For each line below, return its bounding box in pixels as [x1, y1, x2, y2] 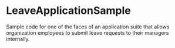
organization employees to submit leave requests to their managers [6, 29, 169, 36]
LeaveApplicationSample [6, 4, 131, 17]
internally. [6, 35, 31, 42]
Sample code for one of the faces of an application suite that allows [6, 23, 170, 30]
